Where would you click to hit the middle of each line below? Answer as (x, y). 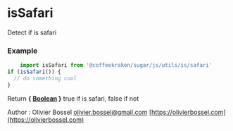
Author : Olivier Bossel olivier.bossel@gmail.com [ (80, 112)
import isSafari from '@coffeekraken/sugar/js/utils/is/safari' (116, 65)
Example (23, 51)
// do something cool (45, 78)
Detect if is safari (32, 32)
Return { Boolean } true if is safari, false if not (73, 98)
